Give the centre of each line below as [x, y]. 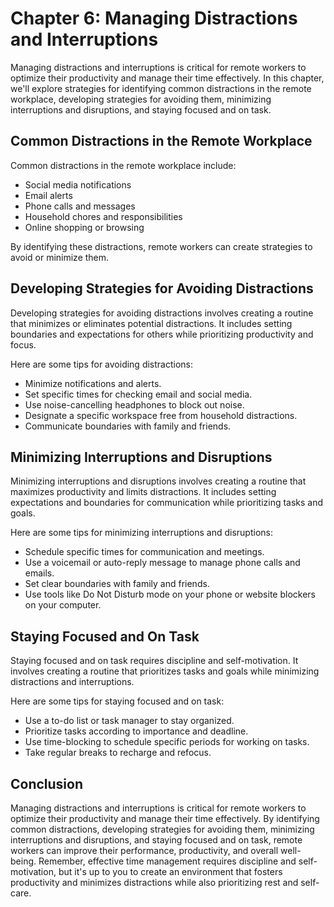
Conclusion [47, 783]
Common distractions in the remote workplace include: [123, 165]
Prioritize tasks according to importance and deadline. [136, 731]
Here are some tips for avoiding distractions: [102, 364]
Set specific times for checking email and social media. [138, 394]
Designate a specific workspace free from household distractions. [161, 415]
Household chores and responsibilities [103, 216]
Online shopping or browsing [84, 227]
